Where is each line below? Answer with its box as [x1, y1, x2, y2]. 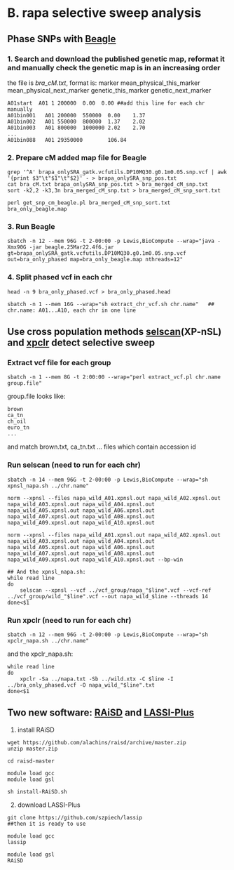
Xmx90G [7, 244, 27, 251]
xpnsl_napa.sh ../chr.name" [7, 482, 90, 489]
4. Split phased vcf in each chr [7, 272, 113, 282]
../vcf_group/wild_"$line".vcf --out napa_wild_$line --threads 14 [7, 593, 209, 600]
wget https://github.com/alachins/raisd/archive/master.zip [7, 739, 187, 746]
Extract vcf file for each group [7, 358, 111, 368]
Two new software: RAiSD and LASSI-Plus [7, 707, 195, 719]
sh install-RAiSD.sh [7, 788, 68, 795]
